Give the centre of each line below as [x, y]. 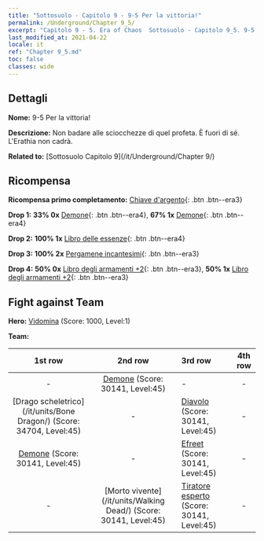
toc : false [26, 60]
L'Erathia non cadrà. [40, 141]
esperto [196, 496]
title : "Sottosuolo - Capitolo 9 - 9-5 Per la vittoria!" [105, 15]
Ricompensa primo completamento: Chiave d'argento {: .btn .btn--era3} [126, 200]
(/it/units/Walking [133, 501]
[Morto [117, 491]
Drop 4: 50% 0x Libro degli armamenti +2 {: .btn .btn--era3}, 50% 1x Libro [128, 269]
